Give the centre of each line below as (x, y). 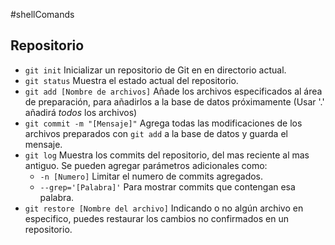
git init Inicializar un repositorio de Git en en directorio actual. (155, 70)
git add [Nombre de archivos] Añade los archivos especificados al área (173, 91)
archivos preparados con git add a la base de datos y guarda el (156, 133)
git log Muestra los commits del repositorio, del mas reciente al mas (167, 155)
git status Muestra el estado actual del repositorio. (131, 80)
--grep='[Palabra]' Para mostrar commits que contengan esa (167, 186)
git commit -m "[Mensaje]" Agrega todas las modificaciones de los (163, 123)
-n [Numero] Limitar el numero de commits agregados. (151, 176)
